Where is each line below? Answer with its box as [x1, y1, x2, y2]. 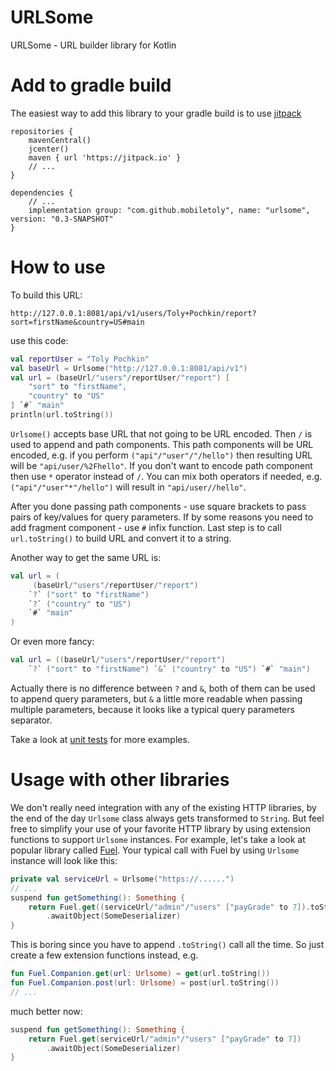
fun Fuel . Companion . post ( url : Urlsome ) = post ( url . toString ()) [10, 978, 280, 988]
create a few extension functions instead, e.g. [10, 949, 199, 961]
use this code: [10, 334, 69, 346]
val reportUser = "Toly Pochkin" [10, 354, 150, 364]
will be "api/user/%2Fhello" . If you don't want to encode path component [10, 459, 313, 471]
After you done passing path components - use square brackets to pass [10, 500, 307, 512]
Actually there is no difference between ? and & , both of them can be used [10, 682, 316, 694]
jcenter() [28, 144, 70, 154]
